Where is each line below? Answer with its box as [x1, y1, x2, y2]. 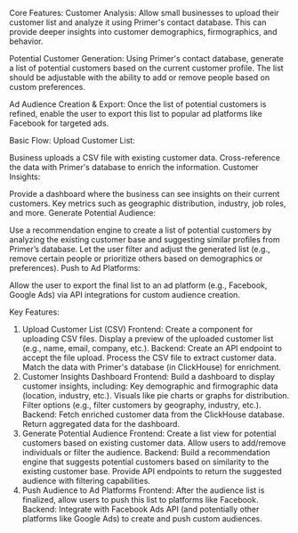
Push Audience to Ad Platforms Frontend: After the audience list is [21, 485, 265, 496]
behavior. [9, 36, 44, 46]
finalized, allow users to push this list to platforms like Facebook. [21, 495, 259, 504]
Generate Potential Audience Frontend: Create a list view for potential [21, 428, 277, 439]
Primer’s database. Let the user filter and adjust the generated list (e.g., [9, 244, 270, 254]
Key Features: [9, 307, 60, 317]
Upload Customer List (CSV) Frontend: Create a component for [21, 324, 254, 334]
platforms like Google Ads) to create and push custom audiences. [21, 513, 262, 524]
